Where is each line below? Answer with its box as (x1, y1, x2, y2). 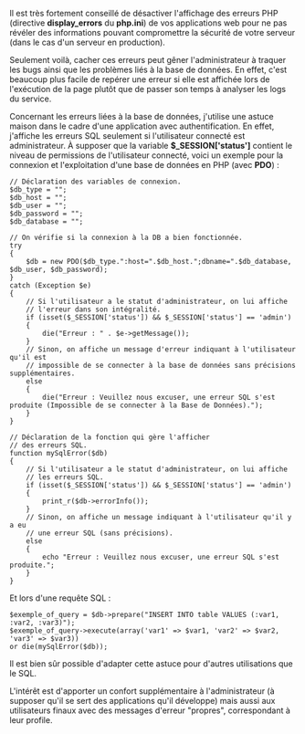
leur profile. (9, 715, 53, 725)
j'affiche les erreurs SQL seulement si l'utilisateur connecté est (9, 131, 246, 141)
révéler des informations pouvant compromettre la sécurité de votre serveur (9, 27, 296, 37)
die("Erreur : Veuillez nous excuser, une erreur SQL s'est (42, 393, 276, 402)
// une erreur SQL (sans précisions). (26, 529, 174, 538)
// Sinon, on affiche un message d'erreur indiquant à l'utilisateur (26, 345, 297, 354)
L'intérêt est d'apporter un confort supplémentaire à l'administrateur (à (9, 686, 276, 697)
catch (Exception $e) (9, 281, 92, 290)
